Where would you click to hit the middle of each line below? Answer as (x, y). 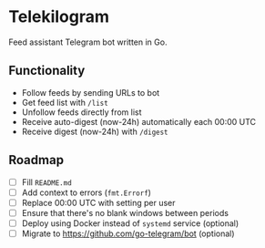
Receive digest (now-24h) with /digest (95, 131)
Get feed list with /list (65, 102)
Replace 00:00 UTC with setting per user (98, 202)
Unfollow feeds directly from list (82, 112)
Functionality (47, 71)
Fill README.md (46, 182)
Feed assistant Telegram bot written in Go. (88, 42)
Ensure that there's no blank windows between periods (125, 212)
